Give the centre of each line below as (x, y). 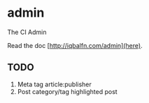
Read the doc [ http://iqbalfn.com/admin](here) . (75, 45)
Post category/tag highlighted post (67, 91)
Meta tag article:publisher (55, 84)
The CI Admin (27, 32)
